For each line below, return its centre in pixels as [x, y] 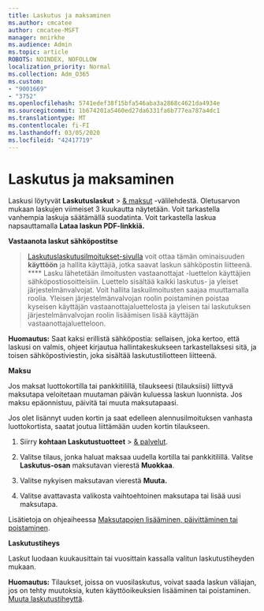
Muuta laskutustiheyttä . [46, 599]
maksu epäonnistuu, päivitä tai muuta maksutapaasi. [93, 403]
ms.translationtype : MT [47, 118]
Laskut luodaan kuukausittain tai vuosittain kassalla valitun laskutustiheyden [131, 559]
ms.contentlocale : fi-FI [49, 125]
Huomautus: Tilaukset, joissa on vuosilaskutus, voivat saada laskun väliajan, [132, 582]
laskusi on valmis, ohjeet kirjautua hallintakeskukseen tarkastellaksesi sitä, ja [132, 347]
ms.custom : [26, 81]
